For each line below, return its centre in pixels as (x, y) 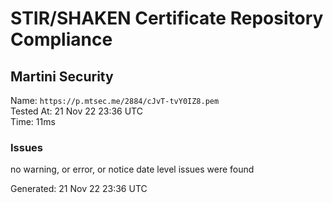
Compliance (61, 39)
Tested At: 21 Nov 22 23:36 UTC (76, 111)
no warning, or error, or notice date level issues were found (132, 169)
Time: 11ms (33, 121)
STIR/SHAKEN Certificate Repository (167, 18)
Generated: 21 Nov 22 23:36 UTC (79, 189)
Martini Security (62, 76)
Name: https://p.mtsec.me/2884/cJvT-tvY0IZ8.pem (115, 100)
